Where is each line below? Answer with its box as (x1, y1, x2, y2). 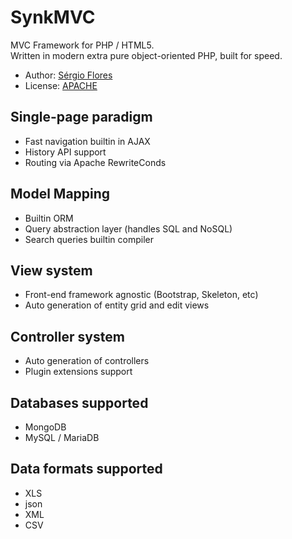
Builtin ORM (24, 212, 74, 224)
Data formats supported (10, 461, 163, 478)
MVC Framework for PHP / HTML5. (10, 39, 155, 51)
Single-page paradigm (10, 109, 153, 126)
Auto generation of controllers (24, 355, 150, 367)
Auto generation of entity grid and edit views (24, 299, 210, 311)
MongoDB (24, 421, 67, 433)
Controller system (10, 328, 125, 345)
